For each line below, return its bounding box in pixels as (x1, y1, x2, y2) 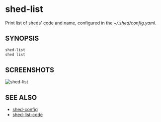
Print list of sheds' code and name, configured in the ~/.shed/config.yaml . (5, 20, 157, 26)
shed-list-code (12, 112, 43, 118)
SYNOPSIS (5, 34, 39, 43)
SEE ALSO (5, 93, 37, 102)
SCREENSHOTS (5, 65, 55, 74)
